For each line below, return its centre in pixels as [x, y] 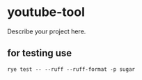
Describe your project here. [47, 31]
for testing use [40, 53]
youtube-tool [46, 12]
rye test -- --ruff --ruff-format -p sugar [71, 69]
